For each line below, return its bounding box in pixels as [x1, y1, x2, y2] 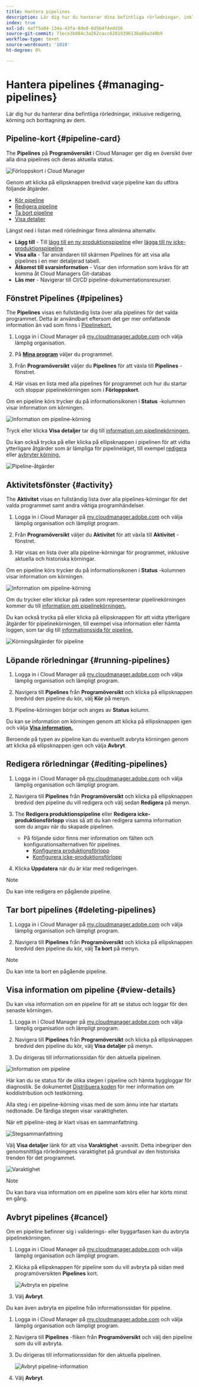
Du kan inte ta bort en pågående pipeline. [6, 967, 108, 975]
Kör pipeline [14, 196, 44, 203]
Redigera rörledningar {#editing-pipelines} [6, 759, 168, 769]
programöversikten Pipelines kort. [14, 1270, 99, 1277]
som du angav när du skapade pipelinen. [14, 823, 114, 830]
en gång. [6, 1195, 28, 1202]
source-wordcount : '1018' [6, 42, 70, 48]
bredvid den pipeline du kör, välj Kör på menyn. [14, 695, 131, 702]
